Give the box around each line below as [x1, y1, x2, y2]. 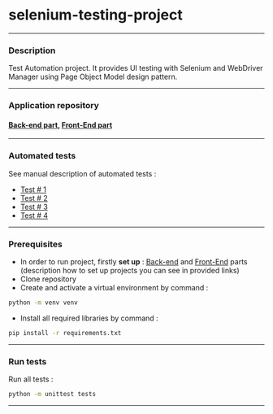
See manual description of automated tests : [8, 168, 157, 178]
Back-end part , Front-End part [8, 120, 113, 129]
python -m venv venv [8, 299, 79, 307]
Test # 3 [19, 202, 49, 211]
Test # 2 [19, 193, 49, 203]
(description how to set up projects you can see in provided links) [19, 265, 240, 275]
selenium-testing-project [8, 6, 183, 24]
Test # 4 [19, 210, 49, 220]
